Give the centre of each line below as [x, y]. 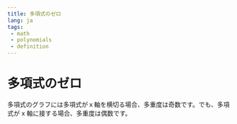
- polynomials [31, 40]
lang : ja [20, 20]
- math [20, 33]
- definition [30, 46]
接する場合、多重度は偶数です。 [85, 113]
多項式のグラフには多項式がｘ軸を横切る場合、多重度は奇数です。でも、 [112, 104]
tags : [15, 27]
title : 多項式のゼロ [34, 14]
